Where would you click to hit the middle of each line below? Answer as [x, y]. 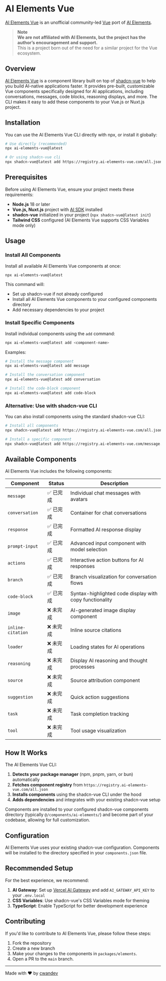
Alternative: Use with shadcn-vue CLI [51, 406]
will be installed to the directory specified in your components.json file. [76, 853]
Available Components [41, 459]
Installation [23, 123]
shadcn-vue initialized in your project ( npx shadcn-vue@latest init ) [82, 214]
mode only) [24, 225]
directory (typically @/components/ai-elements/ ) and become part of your [79, 815]
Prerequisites [26, 177]
